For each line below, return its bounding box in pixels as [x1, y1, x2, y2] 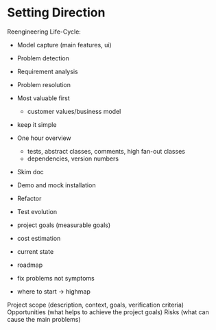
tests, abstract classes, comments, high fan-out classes [27, 147, 185, 155]
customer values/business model [27, 107, 121, 115]
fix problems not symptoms [16, 274, 95, 282]
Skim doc [16, 167, 45, 176]
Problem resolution [16, 80, 71, 89]
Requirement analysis [16, 67, 78, 75]
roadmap [16, 261, 43, 269]
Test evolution [16, 207, 57, 215]
